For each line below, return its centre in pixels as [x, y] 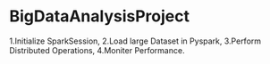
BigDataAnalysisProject [100, 16]
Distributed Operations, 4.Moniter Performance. [97, 50]
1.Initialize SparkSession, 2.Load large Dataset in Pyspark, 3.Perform [135, 41]
